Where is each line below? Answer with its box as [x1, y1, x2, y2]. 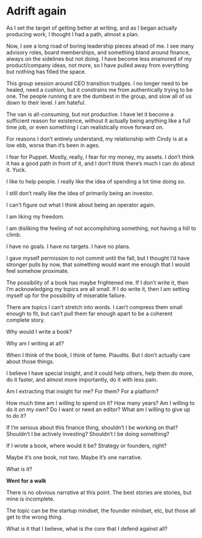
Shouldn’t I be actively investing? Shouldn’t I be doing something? [6, 430, 170, 437]
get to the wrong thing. [6, 513, 63, 520]
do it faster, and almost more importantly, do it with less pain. [6, 376, 158, 383]
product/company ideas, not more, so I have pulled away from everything [6, 62, 189, 69]
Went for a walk [6, 477, 46, 484]
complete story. [6, 316, 45, 324]
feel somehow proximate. [6, 267, 69, 274]
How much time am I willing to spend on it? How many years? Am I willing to [6, 399, 195, 406]
